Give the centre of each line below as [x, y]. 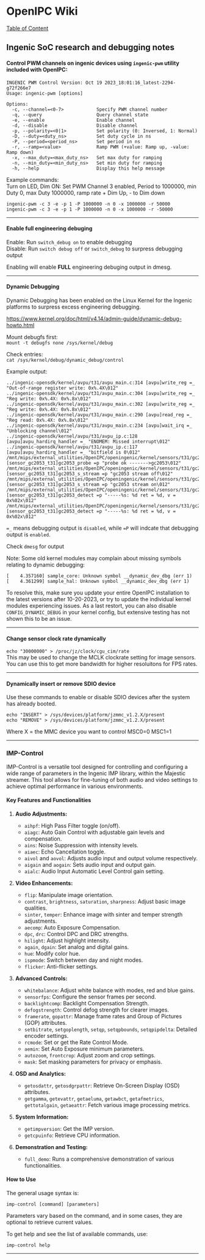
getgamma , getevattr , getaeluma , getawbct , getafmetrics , [94, 1098]
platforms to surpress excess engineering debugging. [74, 307]
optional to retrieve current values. [50, 1222]
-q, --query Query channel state [80, 114]
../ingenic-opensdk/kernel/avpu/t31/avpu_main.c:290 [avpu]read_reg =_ [99, 414]
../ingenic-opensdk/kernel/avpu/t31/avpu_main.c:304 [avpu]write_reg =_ [101, 393]
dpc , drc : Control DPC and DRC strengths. [77, 934]
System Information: [42, 1117]
